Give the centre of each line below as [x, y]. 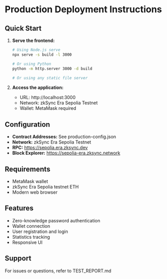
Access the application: [38, 87]
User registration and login [40, 231]
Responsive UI [27, 242]
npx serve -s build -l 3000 [42, 55]
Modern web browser [35, 192]
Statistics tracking [31, 237]
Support [18, 258]
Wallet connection [31, 226]
